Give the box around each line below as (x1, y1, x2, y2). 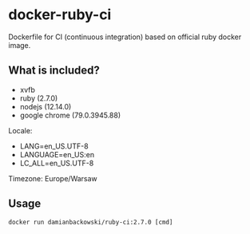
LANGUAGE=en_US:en (19, 149, 94, 159)
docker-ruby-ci (8, 6, 112, 24)
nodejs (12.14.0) (19, 101, 72, 111)
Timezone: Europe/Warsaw (8, 173, 97, 183)
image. (8, 40, 31, 50)
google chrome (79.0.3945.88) (19, 110, 121, 120)
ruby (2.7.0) (19, 93, 58, 103)
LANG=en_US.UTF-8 (19, 141, 89, 151)
